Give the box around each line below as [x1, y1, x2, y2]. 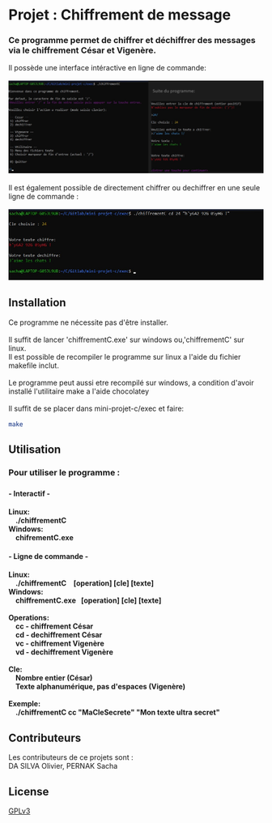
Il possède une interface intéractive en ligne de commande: [8, 63, 206, 73]
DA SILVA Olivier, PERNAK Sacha [8, 761, 118, 771]
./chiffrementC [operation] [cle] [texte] [15, 578, 154, 588]
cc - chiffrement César [15, 621, 94, 631]
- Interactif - [8, 488, 51, 498]
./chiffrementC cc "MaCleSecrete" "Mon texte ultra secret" [15, 707, 220, 718]
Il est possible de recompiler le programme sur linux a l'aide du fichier [8, 352, 241, 361]
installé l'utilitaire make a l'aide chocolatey [8, 386, 150, 396]
